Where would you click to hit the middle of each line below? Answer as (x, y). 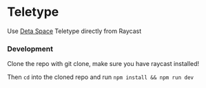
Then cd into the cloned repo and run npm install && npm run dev (101, 77)
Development (30, 49)
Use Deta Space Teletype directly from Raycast (74, 31)
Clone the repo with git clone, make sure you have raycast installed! (103, 64)
